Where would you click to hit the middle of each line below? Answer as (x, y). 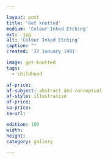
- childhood (27, 74)
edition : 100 (23, 124)
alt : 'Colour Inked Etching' (43, 40)
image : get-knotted (31, 62)
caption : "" (21, 46)
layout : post (23, 17)
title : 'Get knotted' (34, 23)
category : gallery (30, 141)
